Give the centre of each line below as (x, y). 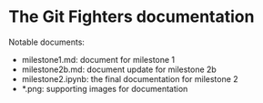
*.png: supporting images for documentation (105, 88)
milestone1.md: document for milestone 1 (98, 59)
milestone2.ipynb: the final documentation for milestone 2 (130, 78)
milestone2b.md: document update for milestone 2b (119, 69)
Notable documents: (47, 42)
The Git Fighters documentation (131, 17)
